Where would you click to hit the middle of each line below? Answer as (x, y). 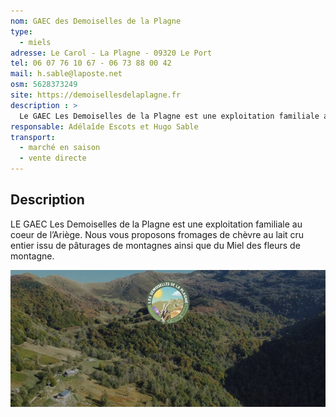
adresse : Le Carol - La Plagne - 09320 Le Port (111, 53)
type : (21, 31)
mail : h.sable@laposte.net (66, 74)
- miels (35, 42)
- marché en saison (60, 148)
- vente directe (53, 158)
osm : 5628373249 (44, 85)
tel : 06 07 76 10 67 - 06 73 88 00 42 (91, 63)
